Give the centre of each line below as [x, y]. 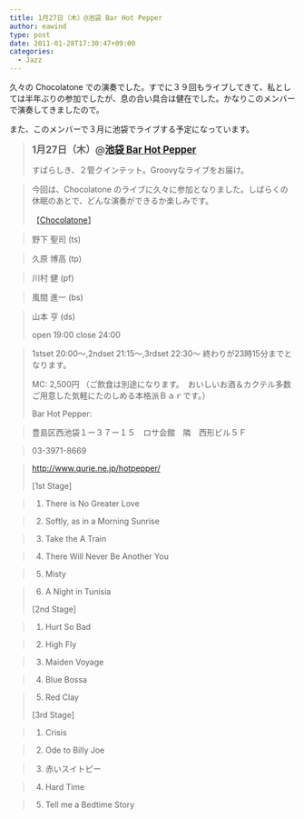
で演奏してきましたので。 [57, 110]
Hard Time [65, 787]
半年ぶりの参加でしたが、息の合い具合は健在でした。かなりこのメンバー [160, 98]
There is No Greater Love [93, 504]
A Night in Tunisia [78, 591]
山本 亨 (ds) [53, 316]
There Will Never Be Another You [107, 556]
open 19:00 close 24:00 [76, 335]
